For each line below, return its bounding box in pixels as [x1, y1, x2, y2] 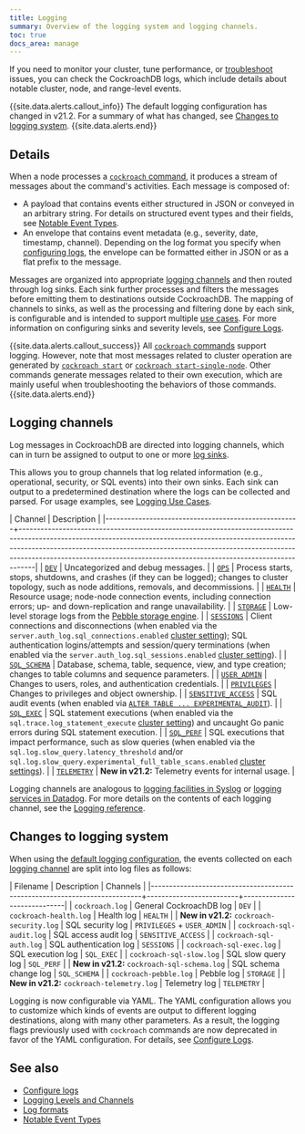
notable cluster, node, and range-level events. [9, 83, 182, 94]
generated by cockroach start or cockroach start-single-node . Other [9, 359, 271, 370]
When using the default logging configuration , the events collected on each [9, 853, 293, 864]
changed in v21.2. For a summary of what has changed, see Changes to [9, 110, 280, 121]
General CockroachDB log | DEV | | [134, 900, 261, 910]
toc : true [9, 30, 47, 39]
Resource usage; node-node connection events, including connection [9, 590, 271, 602]
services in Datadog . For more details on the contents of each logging [9, 793, 271, 804]
